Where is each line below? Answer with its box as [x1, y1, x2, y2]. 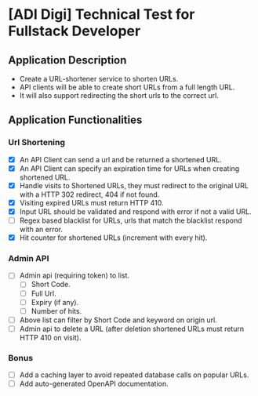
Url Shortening [8, 137, 65, 148]
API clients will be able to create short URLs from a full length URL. [19, 82, 235, 92]
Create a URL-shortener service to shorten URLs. [19, 74, 179, 83]
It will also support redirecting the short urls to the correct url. [19, 91, 220, 100]
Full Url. [31, 289, 56, 298]
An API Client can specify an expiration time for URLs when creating [19, 163, 240, 173]
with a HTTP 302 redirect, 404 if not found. [19, 190, 160, 199]
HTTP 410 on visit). [19, 332, 82, 342]
